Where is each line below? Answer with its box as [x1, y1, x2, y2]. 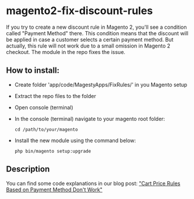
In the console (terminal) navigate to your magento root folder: [14, 115, 165, 122]
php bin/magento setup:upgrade [14, 148, 91, 154]
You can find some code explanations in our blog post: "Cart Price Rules [6, 180, 181, 187]
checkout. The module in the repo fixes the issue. [6, 48, 126, 55]
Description [6, 164, 50, 174]
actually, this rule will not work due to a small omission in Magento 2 [6, 42, 171, 49]
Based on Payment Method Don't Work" [6, 186, 103, 193]
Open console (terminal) [14, 104, 73, 111]
